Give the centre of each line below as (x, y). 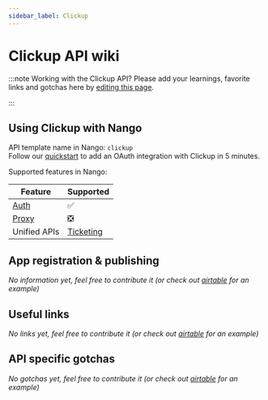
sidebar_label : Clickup (49, 16)
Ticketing (85, 232)
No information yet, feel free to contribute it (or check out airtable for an (129, 280)
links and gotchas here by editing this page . (81, 87)
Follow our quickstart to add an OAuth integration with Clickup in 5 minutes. (134, 156)
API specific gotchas (62, 359)
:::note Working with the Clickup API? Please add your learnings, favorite (130, 79)
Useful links (39, 314)
